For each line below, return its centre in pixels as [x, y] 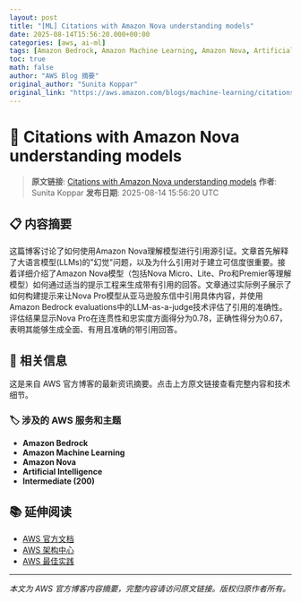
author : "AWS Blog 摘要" [54, 76]
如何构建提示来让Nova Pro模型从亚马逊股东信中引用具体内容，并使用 [136, 296]
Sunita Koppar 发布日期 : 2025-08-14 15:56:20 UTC [125, 193]
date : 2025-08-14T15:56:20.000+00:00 [80, 34]
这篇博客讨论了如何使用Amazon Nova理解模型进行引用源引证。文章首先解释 [149, 251]
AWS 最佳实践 [48, 562]
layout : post [34, 17]
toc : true [28, 59]
